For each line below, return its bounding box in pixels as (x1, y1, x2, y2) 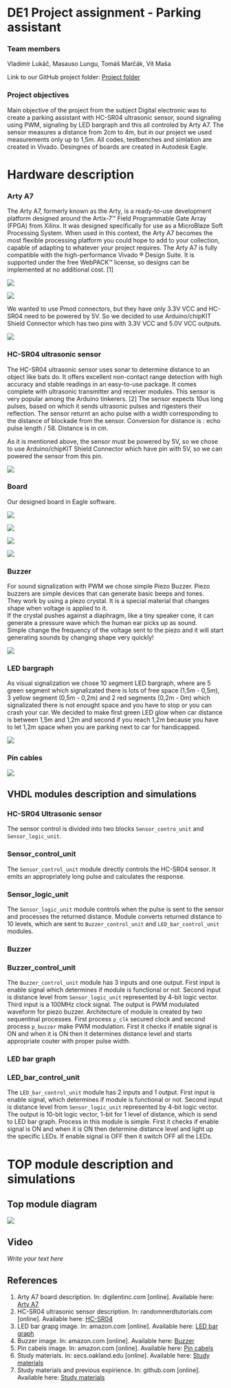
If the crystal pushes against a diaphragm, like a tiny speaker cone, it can (7, 611, 214, 620)
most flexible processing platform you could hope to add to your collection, (7, 236, 220, 245)
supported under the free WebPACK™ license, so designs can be (7, 258, 190, 267)
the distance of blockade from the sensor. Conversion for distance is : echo (7, 416, 221, 425)
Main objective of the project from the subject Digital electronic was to (7, 105, 207, 114)
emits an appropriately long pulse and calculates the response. (7, 872, 186, 880)
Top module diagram (7, 1198, 98, 1210)
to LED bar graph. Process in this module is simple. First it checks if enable (7, 1118, 219, 1126)
